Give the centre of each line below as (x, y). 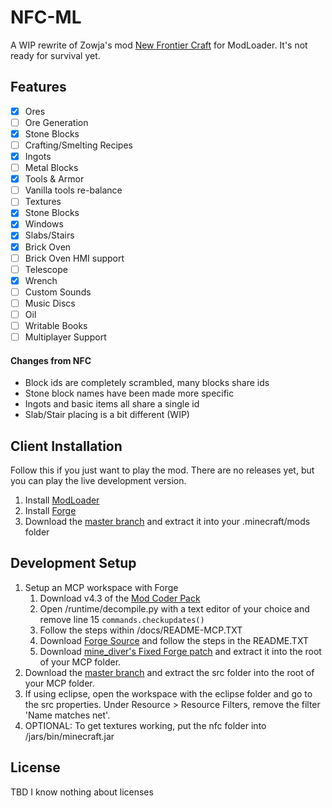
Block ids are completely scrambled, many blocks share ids (147, 383)
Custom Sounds (58, 292)
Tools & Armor (54, 179)
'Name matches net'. (67, 715)
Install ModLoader (62, 500)
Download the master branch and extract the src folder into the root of (169, 672)
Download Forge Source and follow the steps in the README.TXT (174, 640)
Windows (44, 224)
